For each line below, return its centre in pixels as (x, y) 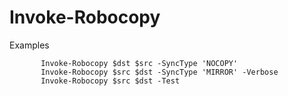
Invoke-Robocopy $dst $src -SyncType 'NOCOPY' (139, 63)
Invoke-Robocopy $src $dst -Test (110, 81)
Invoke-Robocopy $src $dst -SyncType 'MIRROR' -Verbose (159, 72)
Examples (29, 45)
